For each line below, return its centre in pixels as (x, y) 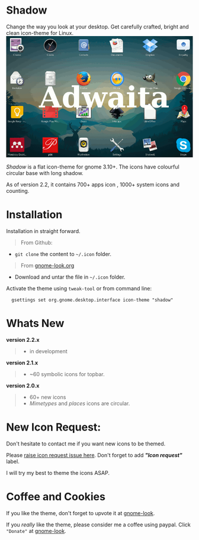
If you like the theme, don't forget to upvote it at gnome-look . (81, 513)
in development (49, 351)
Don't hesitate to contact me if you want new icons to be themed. (86, 444)
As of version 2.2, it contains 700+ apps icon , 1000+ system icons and (93, 185)
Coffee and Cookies (56, 497)
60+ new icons (48, 397)
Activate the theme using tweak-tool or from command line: (79, 288)
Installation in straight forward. (44, 231)
